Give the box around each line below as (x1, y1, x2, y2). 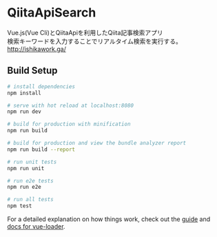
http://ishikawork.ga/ (7, 45, 67, 53)
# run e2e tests (7, 177, 54, 184)
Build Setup (7, 65, 58, 76)
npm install (7, 90, 41, 96)
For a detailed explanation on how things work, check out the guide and (7, 215, 211, 223)
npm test (7, 203, 32, 209)
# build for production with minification (7, 121, 131, 128)
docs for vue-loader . (7, 223, 65, 230)
